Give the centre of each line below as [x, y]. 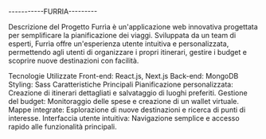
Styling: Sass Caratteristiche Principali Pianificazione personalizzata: [121, 84]
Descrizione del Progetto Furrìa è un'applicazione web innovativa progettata [133, 27]
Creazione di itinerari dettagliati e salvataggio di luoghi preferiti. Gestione [128, 93]
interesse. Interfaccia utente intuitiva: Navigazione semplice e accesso [124, 118]
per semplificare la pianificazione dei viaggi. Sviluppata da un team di [122, 35]
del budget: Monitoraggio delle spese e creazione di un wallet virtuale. [123, 101]
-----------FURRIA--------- [53, 12]
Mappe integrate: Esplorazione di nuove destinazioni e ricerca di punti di [127, 110]
